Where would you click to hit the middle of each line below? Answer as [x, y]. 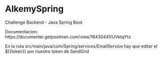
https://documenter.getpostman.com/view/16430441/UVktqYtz [68, 37]
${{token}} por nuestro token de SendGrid [47, 51]
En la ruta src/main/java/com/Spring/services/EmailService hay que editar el [81, 46]
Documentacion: [22, 31]
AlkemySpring [34, 9]
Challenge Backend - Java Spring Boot [44, 22]
